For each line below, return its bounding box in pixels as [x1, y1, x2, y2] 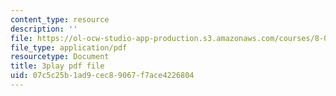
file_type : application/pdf [10, 42, 128, 53]
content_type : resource [10, 14, 110, 25]
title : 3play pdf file [10, 61, 105, 71]
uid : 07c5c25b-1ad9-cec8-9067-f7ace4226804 [10, 71, 195, 81]
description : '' [10, 24, 78, 34]
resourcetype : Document [10, 52, 110, 62]
